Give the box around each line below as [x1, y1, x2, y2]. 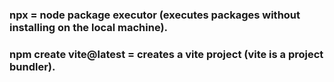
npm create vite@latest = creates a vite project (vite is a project [9, 47, 324, 61]
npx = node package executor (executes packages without [9, 8, 301, 22]
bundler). [9, 59, 56, 73]
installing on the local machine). [9, 20, 169, 34]
